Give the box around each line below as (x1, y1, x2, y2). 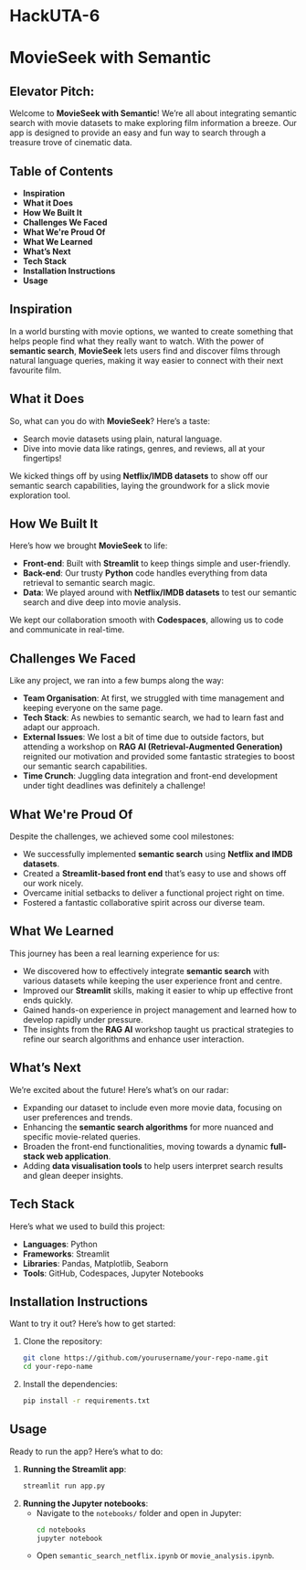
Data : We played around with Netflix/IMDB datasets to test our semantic (22, 587, 297, 599)
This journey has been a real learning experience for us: (9, 948, 220, 959)
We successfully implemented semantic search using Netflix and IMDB (22, 849, 293, 860)
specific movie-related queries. (22, 1130, 142, 1142)
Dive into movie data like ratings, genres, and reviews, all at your (22, 442, 266, 453)
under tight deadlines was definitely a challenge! (22, 780, 206, 791)
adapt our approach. (22, 722, 100, 733)
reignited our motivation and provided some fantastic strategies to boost (22, 751, 295, 762)
